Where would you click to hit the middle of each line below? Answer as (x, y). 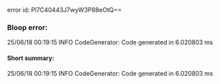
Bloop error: (27, 27)
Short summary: (31, 58)
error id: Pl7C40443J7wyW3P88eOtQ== (64, 10)
